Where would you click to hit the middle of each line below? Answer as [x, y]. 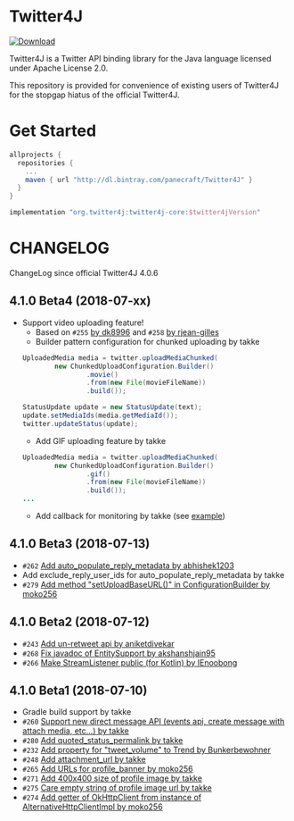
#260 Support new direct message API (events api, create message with [153, 722]
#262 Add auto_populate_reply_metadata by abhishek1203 [128, 565]
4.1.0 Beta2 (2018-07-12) [79, 622]
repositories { [45, 163]
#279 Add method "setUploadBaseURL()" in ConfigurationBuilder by [146, 584]
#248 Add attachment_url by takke [84, 759]
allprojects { [36, 155]
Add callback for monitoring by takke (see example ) [130, 516]
